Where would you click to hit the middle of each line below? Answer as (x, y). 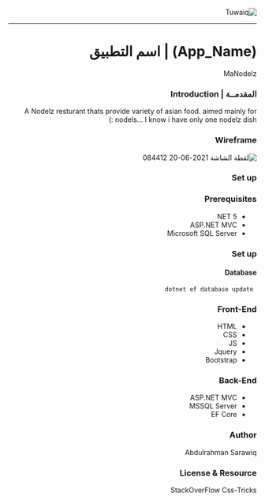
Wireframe (236, 140)
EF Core (224, 415)
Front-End (237, 309)
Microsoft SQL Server (202, 233)
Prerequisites (231, 199)
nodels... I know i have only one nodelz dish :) (183, 120)
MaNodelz (240, 73)
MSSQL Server (213, 406)
